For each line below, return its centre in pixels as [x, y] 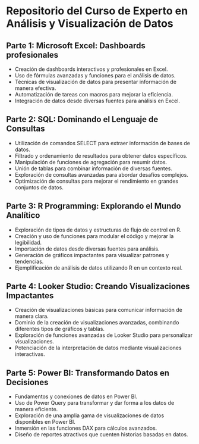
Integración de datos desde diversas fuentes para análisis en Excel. [97, 101]
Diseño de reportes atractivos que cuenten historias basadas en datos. [101, 434]
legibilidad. [28, 242]
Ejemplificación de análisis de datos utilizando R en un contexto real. [99, 268]
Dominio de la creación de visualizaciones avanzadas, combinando [97, 323]
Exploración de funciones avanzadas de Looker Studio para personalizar [104, 335]
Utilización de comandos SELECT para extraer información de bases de [102, 143]
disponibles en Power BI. [45, 422]
